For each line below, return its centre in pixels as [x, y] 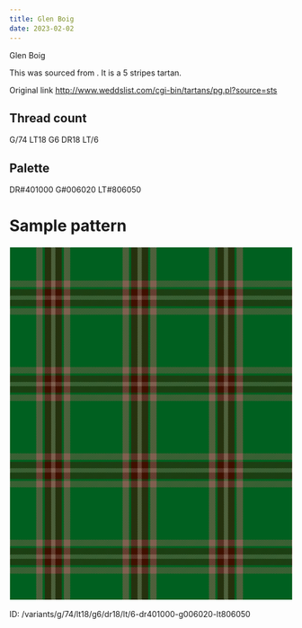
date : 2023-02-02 [42, 28]
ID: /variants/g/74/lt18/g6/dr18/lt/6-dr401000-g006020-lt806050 [130, 615]
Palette [30, 168]
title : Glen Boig [42, 19]
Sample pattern [68, 226]
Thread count [48, 118]
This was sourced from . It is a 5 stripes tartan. [96, 73]
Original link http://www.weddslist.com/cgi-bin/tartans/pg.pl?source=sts [143, 90]
